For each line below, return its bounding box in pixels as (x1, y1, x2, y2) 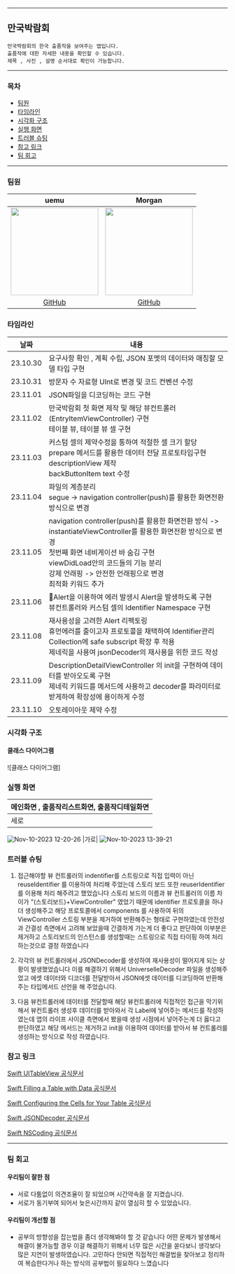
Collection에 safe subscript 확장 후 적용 (48, 636, 175, 646)
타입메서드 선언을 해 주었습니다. (30, 983, 117, 991)
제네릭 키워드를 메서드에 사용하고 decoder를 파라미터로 (48, 681, 222, 691)
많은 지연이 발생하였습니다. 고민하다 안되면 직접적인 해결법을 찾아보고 (17, 1250, 206, 1259)
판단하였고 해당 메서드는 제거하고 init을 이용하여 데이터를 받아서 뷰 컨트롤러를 (17, 1023, 228, 1032)
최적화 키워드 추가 (48, 579, 105, 589)
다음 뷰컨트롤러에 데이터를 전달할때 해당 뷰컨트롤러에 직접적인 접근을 (17, 997, 205, 1006)
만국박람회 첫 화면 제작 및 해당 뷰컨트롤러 (48, 403, 176, 413)
